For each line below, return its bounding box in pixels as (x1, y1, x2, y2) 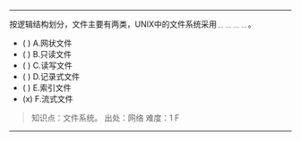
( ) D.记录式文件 (21, 71, 81, 81)
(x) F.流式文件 (21, 94, 73, 104)
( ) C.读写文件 (21, 60, 73, 70)
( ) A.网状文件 (21, 37, 73, 48)
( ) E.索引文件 (21, 82, 72, 93)
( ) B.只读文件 (21, 49, 73, 59)
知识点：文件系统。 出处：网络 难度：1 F (30, 112, 180, 123)
